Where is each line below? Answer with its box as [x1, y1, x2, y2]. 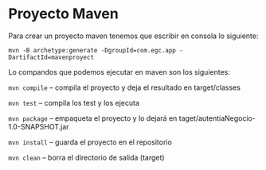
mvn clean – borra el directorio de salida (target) [8, 153, 165, 162]
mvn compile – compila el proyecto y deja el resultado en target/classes [8, 83, 241, 92]
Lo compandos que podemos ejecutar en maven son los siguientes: [8, 67, 231, 76]
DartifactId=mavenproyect [8, 53, 94, 61]
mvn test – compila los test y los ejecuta [8, 98, 140, 107]
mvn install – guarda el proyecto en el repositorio [8, 137, 173, 147]
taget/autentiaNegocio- [178, 113, 256, 123]
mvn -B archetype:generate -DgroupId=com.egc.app [8, 46, 177, 54]
